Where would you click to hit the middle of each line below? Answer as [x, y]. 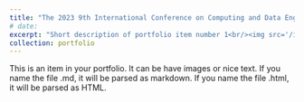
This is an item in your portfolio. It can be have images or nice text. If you [145, 69]
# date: [24, 26]
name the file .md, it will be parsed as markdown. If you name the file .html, [149, 79]
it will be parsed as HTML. [58, 88]
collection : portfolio [52, 43]
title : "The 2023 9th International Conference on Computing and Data [145, 18]
